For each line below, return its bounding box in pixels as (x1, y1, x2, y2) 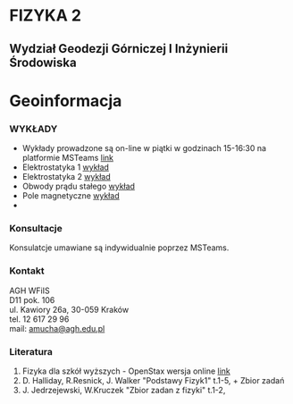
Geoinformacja (9, 90, 122, 111)
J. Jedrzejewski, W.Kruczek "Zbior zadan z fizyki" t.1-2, (21, 384, 226, 395)
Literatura (9, 345, 54, 358)
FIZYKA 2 (9, 5, 82, 26)
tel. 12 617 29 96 (9, 314, 70, 324)
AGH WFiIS (9, 285, 51, 296)
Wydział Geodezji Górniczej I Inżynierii (9, 41, 229, 56)
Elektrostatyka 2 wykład (21, 172, 112, 182)
